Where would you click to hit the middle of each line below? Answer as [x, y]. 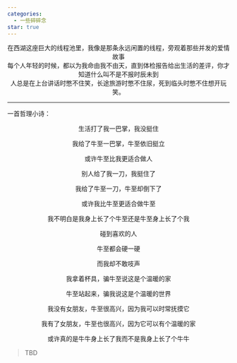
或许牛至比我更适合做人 [119, 159]
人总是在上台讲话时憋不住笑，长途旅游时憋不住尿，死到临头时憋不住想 [112, 83]
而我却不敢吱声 [119, 264]
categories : [25, 14]
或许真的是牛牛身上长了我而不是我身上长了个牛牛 [119, 339]
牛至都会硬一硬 [119, 249]
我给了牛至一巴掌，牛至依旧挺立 [119, 144]
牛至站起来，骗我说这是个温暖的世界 [119, 294]
